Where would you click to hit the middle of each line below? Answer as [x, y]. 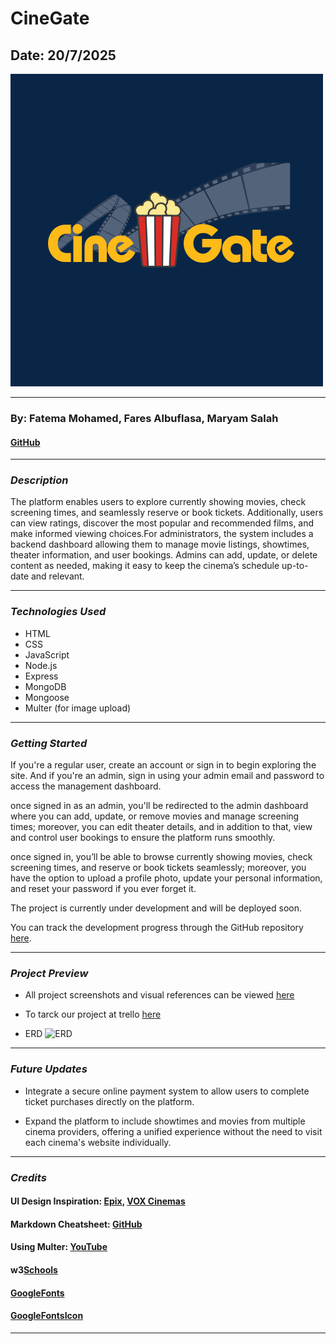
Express [41, 676]
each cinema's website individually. [98, 1142]
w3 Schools [34, 1269]
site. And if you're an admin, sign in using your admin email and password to [167, 776]
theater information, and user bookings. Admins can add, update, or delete [164, 555]
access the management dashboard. [86, 786]
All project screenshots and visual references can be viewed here [159, 995]
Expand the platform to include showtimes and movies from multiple [165, 1121]
